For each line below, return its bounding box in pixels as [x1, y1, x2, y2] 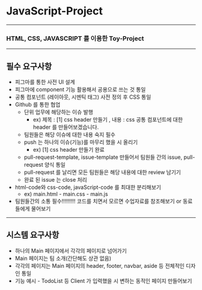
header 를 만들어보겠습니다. [32, 123, 99, 131]
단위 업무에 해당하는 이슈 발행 [23, 108, 93, 116]
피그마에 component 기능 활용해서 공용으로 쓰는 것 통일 [14, 86, 146, 93]
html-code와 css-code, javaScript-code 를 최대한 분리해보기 [14, 184, 161, 191]
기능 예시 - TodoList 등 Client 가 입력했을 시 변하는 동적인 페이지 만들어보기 [14, 277, 192, 284]
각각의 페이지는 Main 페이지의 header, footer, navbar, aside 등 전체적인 [14, 262, 185, 269]
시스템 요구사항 [6, 230, 60, 240]
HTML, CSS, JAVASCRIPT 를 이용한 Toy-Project [6, 34, 144, 43]
